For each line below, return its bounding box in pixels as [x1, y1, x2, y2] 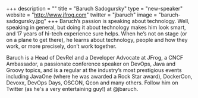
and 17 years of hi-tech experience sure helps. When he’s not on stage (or [6, 30, 187, 37]
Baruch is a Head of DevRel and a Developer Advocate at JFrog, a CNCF [6, 54, 184, 61]
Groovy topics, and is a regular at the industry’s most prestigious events [6, 67, 183, 73]
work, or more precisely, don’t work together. [6, 43, 117, 50]
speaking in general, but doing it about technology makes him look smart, [6, 24, 186, 31]
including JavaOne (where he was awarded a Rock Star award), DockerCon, [6, 73, 193, 80]
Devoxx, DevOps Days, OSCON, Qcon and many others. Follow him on [6, 79, 178, 86]
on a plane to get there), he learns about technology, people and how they [6, 37, 188, 43]
